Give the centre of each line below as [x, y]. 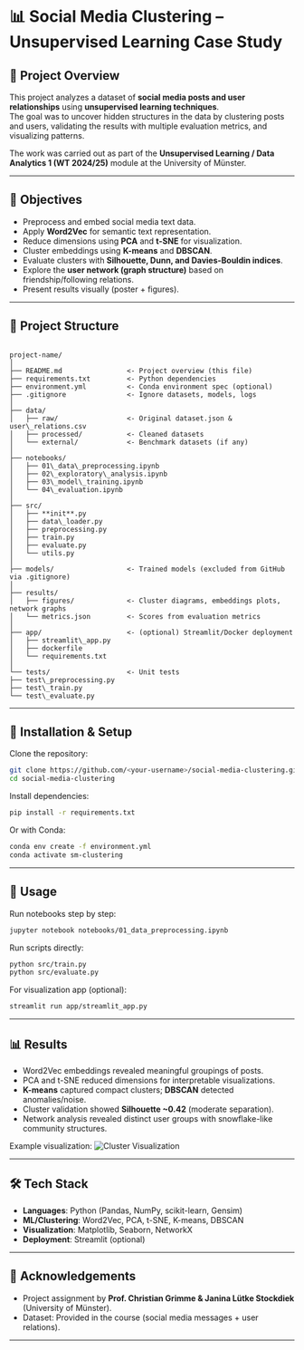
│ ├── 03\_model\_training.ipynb [76, 482]
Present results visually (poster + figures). [100, 289]
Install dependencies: [49, 796]
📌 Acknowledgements [73, 1276]
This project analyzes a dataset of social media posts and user [128, 97]
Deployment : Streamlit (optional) [84, 1239]
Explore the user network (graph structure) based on [123, 270]
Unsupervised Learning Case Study [146, 42]
